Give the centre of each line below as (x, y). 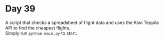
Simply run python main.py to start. (41, 33)
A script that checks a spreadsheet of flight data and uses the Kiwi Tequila (82, 22)
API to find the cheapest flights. (38, 27)
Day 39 (20, 9)
